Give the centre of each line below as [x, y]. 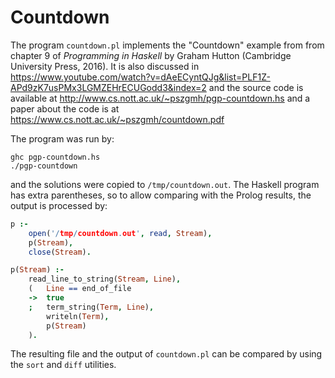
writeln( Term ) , [78, 316]
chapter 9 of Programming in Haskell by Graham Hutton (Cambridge [151, 55]
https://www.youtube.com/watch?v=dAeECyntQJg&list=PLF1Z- [140, 77]
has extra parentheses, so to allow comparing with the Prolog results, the [161, 195]
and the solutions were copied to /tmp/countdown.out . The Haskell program [165, 184]
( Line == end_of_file [80, 289]
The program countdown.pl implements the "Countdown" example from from [167, 45]
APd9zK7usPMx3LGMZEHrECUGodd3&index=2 [108, 87]
